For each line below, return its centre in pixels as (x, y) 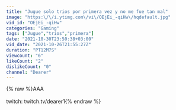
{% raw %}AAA (25, 89)
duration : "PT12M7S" (32, 50)
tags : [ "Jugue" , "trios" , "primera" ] (50, 34)
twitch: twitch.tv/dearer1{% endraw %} (54, 102)
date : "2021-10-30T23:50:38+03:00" (50, 39)
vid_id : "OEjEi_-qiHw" (34, 22)
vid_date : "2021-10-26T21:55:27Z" (49, 45)
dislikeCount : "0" (29, 67)
